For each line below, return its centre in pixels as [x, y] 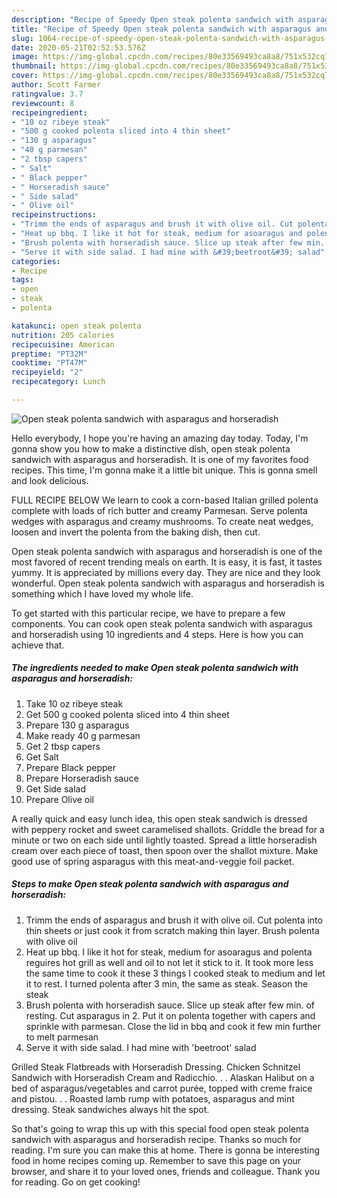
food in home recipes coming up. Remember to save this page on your [156, 1160]
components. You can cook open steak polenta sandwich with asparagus [162, 623]
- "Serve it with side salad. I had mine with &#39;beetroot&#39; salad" [168, 252]
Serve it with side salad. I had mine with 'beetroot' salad [141, 1047]
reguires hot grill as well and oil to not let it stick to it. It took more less [169, 962]
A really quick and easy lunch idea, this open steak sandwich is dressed [159, 818]
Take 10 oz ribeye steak [74, 703]
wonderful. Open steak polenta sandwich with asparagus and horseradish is [168, 583]
